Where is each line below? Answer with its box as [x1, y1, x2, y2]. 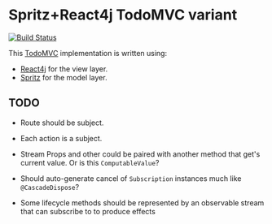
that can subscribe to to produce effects [20, 206, 156, 216]
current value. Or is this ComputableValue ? [20, 157, 160, 167]
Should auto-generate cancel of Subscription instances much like [20, 173, 242, 183]
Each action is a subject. [20, 133, 103, 143]
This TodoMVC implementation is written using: [8, 48, 168, 58]
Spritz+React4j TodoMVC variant [8, 6, 238, 24]
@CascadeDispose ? [20, 182, 80, 192]
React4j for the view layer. [20, 63, 108, 74]
